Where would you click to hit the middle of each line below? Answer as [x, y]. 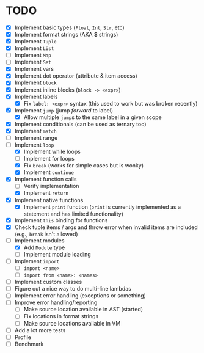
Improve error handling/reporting [56, 302]
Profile [23, 337]
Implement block [35, 82]
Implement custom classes [48, 282]
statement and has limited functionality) [73, 214]
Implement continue [49, 172]
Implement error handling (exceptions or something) [80, 296]
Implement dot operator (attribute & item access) [76, 76]
